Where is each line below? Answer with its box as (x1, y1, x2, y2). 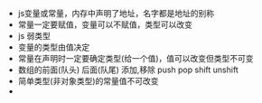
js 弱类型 (17, 31, 51, 41)
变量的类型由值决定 (17, 42, 90, 52)
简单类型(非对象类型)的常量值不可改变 (17, 76, 160, 86)
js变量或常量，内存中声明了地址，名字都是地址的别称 (17, 8, 215, 18)
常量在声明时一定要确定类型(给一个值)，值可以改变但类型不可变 (17, 53, 255, 63)
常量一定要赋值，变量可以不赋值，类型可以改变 (17, 19, 192, 30)
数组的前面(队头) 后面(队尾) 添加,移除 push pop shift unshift (17, 64, 239, 75)
